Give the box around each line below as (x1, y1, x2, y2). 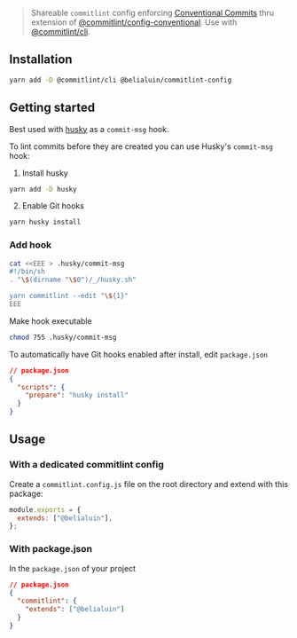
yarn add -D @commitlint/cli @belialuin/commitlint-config (9, 75, 232, 84)
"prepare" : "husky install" (25, 390, 129, 400)
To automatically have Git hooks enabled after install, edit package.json (9, 349, 269, 359)
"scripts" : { (17, 382, 66, 391)
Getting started (9, 100, 96, 115)
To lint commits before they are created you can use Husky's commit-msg (9, 141, 273, 152)
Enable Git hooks (21, 201, 84, 211)
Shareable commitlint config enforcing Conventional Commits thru (30, 8, 275, 18)
